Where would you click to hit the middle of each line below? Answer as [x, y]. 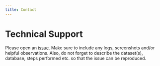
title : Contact [21, 10]
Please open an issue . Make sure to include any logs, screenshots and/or [80, 48]
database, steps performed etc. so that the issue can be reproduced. [76, 58]
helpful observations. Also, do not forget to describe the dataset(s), [74, 53]
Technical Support [44, 34]
